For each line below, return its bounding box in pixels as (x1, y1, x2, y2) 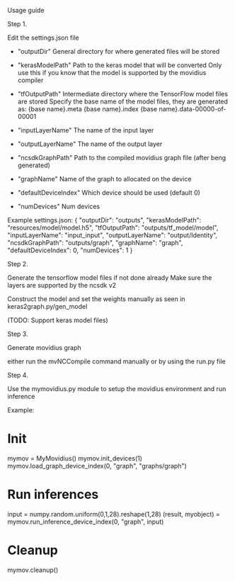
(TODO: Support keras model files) (7, 316, 108, 325)
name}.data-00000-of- (159, 105, 227, 113)
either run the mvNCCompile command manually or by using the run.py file (7, 357, 226, 366)
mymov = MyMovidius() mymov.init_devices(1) (7, 453, 143, 463)
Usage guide (7, 6, 45, 14)
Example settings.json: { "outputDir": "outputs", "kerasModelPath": (7, 216, 202, 224)
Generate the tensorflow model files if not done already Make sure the (7, 273, 212, 282)
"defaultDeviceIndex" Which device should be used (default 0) (17, 188, 200, 197)
